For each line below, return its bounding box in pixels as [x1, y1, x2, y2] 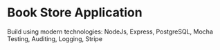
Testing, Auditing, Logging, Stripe [7, 34, 102, 42]
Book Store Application [7, 5, 143, 21]
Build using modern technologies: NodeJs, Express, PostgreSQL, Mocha [7, 27, 213, 36]
